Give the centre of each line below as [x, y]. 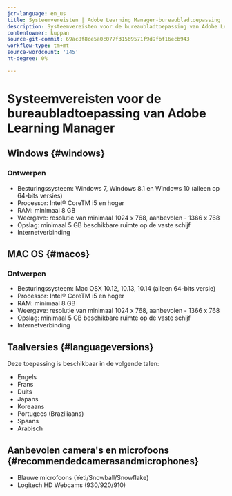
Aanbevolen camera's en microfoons [88, 450]
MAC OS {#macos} [49, 254]
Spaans [28, 421]
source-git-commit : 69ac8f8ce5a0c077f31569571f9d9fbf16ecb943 [98, 39]
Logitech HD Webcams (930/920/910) [71, 485]
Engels [27, 377]
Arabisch [30, 428]
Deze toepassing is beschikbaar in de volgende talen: [83, 364]
